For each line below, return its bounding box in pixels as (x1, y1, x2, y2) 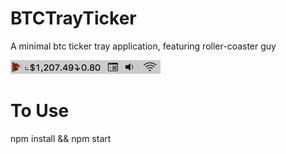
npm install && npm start (10, 132, 112, 144)
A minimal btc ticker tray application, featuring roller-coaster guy (10, 40, 277, 52)
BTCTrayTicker (10, 7, 137, 30)
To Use (10, 100, 70, 122)
